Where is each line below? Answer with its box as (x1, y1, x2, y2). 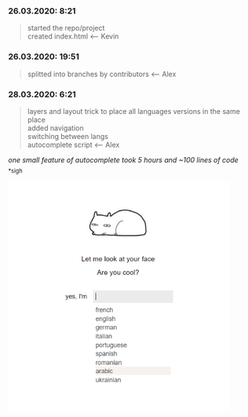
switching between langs (27, 131, 108, 141)
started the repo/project (27, 24, 105, 33)
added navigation (27, 123, 84, 133)
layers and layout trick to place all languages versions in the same (27, 106, 241, 115)
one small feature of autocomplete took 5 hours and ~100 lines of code (8, 155, 239, 164)
